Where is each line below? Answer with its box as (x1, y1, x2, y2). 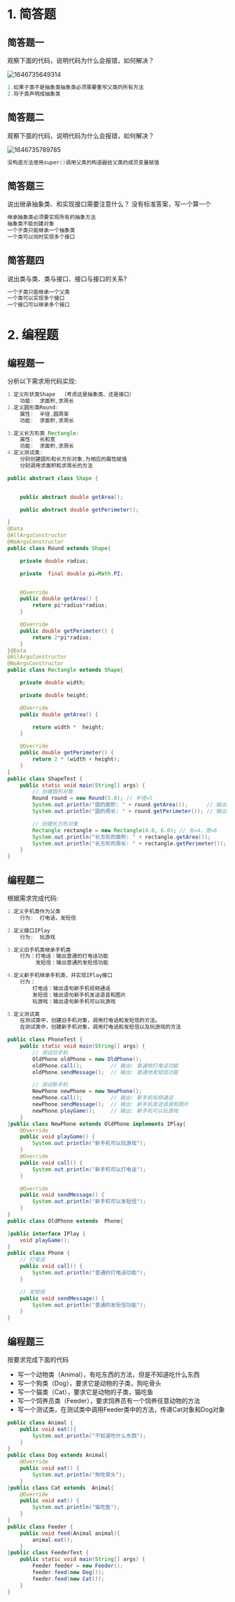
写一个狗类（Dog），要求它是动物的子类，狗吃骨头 (17, 1379, 162, 1387)
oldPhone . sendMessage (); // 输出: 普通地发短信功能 (32, 1069, 178, 1076)
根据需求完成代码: (7, 894, 59, 902)
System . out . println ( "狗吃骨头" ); (32, 1471, 126, 1478)
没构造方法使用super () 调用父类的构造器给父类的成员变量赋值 (7, 159, 159, 166)
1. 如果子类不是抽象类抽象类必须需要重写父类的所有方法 (7, 84, 144, 91)
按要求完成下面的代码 (7, 1355, 69, 1363)
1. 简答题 (7, 6, 57, 22)
